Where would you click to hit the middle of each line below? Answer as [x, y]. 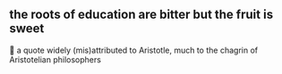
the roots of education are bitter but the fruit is [141, 15]
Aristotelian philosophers [55, 59]
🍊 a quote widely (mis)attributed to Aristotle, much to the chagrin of [133, 50]
